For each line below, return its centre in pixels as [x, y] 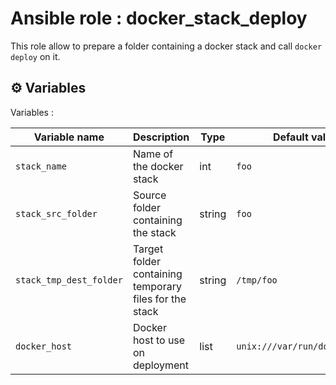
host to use [159, 340]
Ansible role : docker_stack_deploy [159, 18]
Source [149, 195]
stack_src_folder [56, 213]
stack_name [41, 166]
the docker [158, 166]
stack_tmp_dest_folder [69, 280]
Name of [153, 154]
